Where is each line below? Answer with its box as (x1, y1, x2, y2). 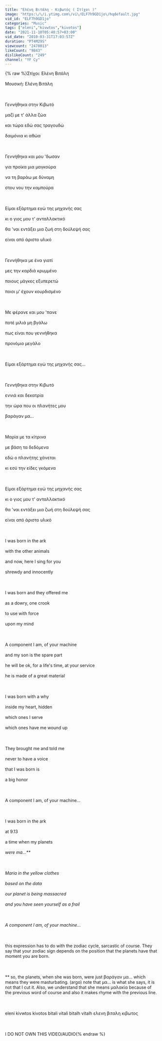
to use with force (5, 610, 39, 616)
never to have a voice (5, 756, 48, 762)
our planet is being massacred (5, 891, 67, 897)
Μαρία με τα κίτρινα (5, 434, 46, 440)
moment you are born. (5, 954, 50, 959)
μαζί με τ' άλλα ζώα (5, 112, 46, 118)
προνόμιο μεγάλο (5, 341, 41, 347)
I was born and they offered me (5, 590, 68, 596)
